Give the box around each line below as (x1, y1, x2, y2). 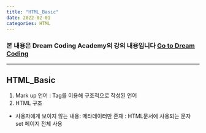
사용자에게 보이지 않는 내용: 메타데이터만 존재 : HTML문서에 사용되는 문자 (15, 112, 191, 120)
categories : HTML (6, 20, 51, 26)
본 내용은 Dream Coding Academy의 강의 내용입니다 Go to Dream (6, 41, 195, 50)
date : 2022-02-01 (6, 15, 51, 21)
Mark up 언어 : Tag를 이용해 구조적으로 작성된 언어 (15, 92, 137, 99)
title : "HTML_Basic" (6, 9, 59, 15)
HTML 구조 (15, 99, 43, 107)
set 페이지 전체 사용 (15, 120, 63, 128)
